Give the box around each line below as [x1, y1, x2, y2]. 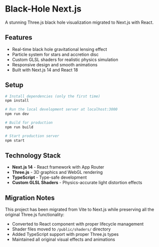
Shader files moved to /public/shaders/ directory [12, 226, 111, 232]
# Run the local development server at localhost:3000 [5, 107, 118, 112]
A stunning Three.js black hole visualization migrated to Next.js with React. [5, 19, 154, 25]
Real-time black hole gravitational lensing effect [12, 46, 107, 52]
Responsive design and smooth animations [12, 62, 98, 67]
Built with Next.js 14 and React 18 [12, 67, 78, 73]
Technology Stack [5, 151, 61, 159]
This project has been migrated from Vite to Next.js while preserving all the [5, 207, 155, 213]
